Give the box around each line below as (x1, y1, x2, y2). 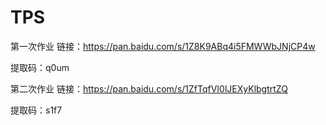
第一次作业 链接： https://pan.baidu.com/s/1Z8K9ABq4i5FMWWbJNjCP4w (10, 40, 316, 52)
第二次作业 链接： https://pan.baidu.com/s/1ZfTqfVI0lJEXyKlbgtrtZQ (10, 82, 288, 95)
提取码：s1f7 (10, 104, 63, 116)
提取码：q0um (10, 61, 70, 73)
